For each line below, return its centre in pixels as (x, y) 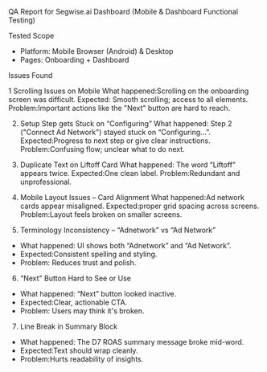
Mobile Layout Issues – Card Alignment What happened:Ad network (132, 197)
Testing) (22, 20)
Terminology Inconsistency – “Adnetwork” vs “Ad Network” (117, 230)
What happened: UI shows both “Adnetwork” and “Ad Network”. (125, 245)
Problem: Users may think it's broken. (82, 311)
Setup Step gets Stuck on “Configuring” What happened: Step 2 (126, 123)
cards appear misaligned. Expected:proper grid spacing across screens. (140, 206)
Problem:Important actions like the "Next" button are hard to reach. (119, 108)
